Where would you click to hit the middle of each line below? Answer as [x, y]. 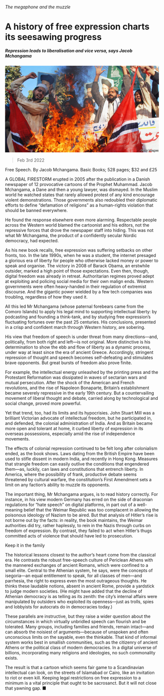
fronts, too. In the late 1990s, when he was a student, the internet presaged [81, 255]
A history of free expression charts [77, 26]
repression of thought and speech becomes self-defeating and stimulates [79, 358]
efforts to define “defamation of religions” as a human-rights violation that [79, 205]
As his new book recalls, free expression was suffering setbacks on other [79, 250]
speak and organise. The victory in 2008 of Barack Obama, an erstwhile [77, 266]
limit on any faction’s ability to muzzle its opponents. [58, 485]
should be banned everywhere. [36, 210]
